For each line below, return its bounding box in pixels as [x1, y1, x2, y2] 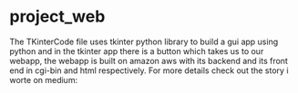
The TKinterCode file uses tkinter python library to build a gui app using [9, 36, 279, 47]
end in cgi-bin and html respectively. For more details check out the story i [9, 65, 289, 76]
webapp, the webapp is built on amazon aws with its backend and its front [9, 55, 289, 66]
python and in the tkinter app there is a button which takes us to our [9, 45, 264, 56]
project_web [9, 6, 106, 27]
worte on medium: [9, 74, 78, 85]
